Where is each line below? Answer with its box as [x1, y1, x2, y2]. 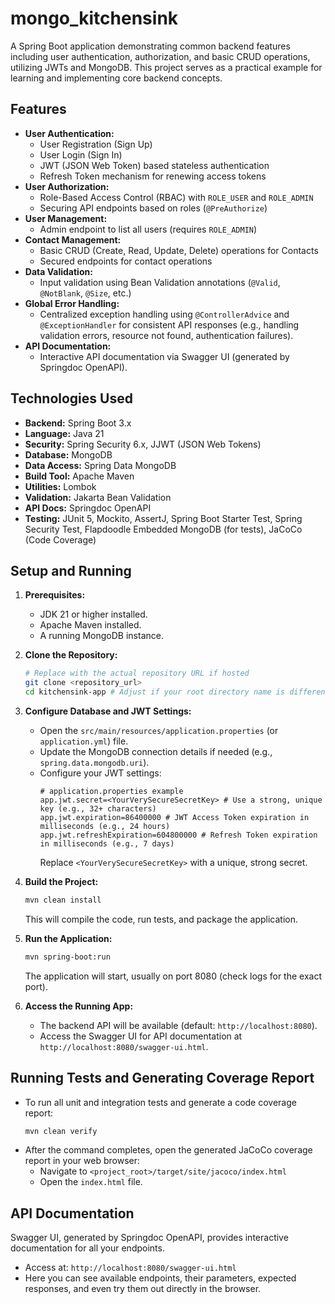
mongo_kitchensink [10, 7, 179, 30]
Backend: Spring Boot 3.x [24, 417, 132, 429]
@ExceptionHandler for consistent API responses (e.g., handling [39, 318, 300, 331]
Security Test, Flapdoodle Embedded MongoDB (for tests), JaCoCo [24, 523, 303, 535]
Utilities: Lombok [24, 480, 97, 492]
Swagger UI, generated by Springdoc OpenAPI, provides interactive [10, 1232, 289, 1244]
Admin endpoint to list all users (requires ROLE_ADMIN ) [39, 223, 258, 235]
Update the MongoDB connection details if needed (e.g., [39, 746, 273, 757]
